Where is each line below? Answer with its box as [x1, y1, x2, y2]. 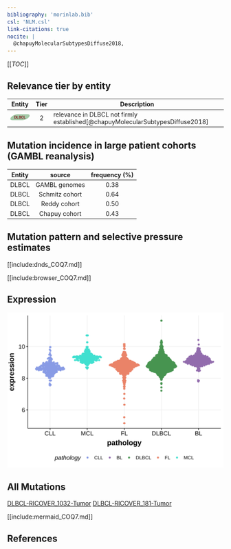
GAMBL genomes [35, 180, 85, 189]
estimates [7, 242, 51, 254]
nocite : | [7, 33, 36, 40]
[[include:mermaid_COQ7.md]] [7, 512, 93, 521]
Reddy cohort [41, 200, 80, 208]
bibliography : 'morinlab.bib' [7, 11, 94, 18]
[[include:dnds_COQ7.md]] [7, 260, 82, 268]
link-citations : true [7, 26, 69, 32]
